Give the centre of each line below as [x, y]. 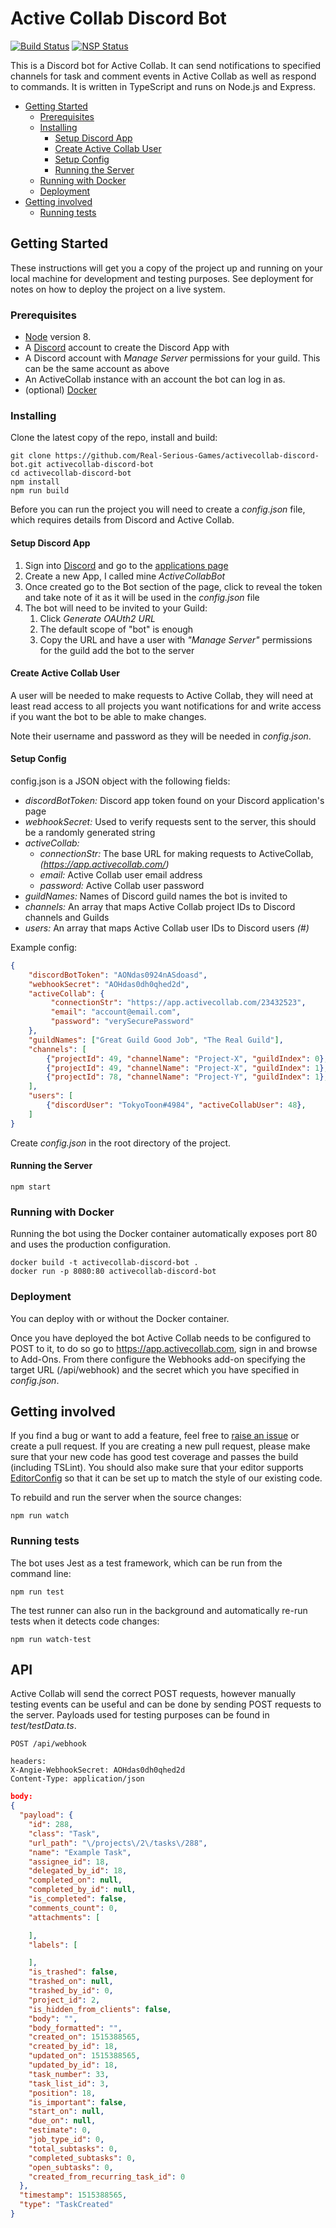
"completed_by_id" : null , [82, 1890]
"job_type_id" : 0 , [66, 2140]
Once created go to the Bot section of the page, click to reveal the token [173, 586]
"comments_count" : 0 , [73, 1908]
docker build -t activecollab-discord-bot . [104, 1263]
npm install [35, 482]
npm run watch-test [51, 1639]
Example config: [44, 947]
